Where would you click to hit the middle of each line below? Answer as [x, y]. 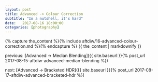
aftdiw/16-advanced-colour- [110, 41]
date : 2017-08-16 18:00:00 [34, 23]
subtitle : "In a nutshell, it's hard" [44, 18]
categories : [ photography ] [32, 27]
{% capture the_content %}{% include [43, 41]
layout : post [18, 9]
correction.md [19, 46]
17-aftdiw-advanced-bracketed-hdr [40, 75]
